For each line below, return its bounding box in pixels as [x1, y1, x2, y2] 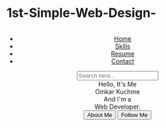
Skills [115, 42, 131, 50]
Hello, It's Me [98, 80, 137, 88]
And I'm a [103, 95, 132, 103]
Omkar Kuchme [95, 87, 140, 96]
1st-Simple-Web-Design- [6, 5, 156, 21]
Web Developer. [94, 102, 141, 111]
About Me [87, 111, 113, 119]
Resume [110, 49, 135, 58]
